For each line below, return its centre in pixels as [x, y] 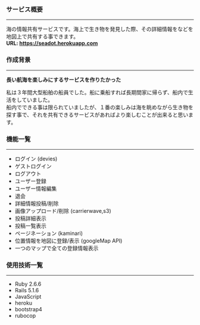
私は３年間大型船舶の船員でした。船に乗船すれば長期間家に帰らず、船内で [97, 92]
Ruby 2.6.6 [28, 284]
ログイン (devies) [36, 159]
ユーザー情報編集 [36, 188]
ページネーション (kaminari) [49, 233]
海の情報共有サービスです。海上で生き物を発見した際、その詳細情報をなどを [100, 29]
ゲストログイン [33, 166]
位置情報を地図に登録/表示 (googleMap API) [68, 240]
